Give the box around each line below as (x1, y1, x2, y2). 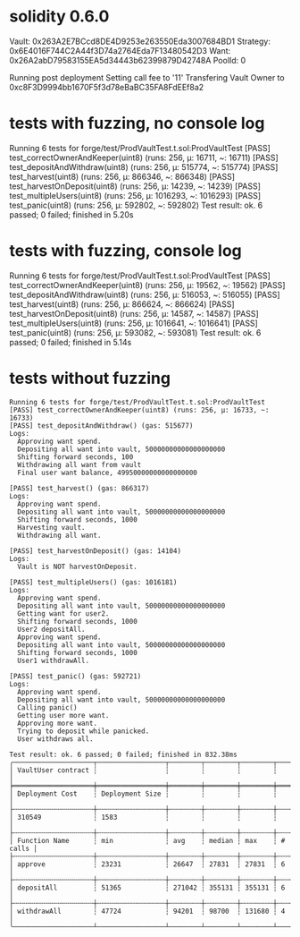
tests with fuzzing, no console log (9, 114, 265, 133)
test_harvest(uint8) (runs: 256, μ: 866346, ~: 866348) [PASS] (9, 171, 235, 182)
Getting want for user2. (17, 609, 110, 618)
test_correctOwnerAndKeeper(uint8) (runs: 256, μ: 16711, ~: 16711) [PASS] (9, 152, 279, 163)
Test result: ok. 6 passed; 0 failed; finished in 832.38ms (9, 750, 238, 759)
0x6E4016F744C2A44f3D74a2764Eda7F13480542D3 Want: (9, 45, 231, 55)
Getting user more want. (17, 711, 110, 720)
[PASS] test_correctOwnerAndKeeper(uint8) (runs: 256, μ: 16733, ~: (9, 405, 270, 414)
